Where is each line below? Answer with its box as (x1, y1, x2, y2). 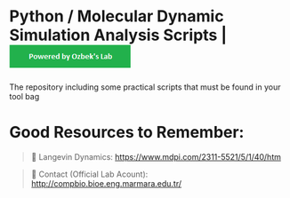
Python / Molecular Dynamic (9, 6, 224, 27)
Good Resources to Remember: (9, 123, 245, 143)
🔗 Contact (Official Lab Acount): (30, 169, 149, 179)
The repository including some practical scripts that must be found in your (9, 82, 281, 92)
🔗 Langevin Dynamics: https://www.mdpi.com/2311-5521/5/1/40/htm (30, 151, 282, 162)
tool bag (9, 91, 40, 101)
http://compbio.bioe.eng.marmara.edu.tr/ (30, 178, 182, 188)
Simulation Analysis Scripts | (9, 25, 228, 45)
